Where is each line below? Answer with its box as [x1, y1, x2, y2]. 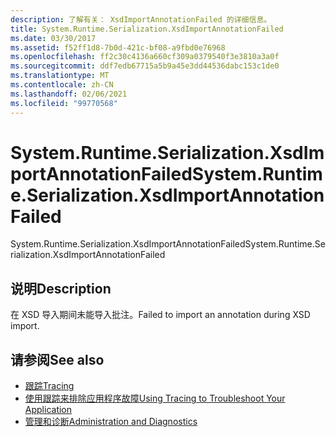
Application [24, 404, 73, 416]
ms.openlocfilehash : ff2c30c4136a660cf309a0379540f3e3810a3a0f [10, 52, 280, 62]
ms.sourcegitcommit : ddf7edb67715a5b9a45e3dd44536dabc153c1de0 [10, 61, 280, 71]
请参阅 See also [10, 351, 105, 368]
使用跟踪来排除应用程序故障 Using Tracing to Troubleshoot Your [24, 392, 286, 405]
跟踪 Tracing [24, 380, 75, 392]
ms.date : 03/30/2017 [10, 33, 97, 43]
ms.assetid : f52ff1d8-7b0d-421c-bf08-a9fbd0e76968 [10, 42, 226, 53]
